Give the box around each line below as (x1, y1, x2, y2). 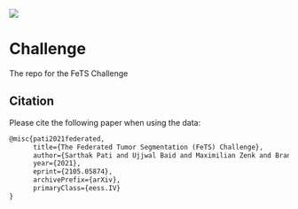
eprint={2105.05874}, (32, 167, 114, 176)
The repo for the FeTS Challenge (9, 67, 129, 79)
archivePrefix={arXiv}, (32, 175, 122, 185)
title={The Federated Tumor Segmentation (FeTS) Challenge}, (32, 143, 264, 151)
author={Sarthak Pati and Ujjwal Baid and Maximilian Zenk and (32, 151, 272, 159)
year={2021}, (32, 159, 82, 168)
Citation (9, 94, 55, 109)
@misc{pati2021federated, (9, 134, 105, 143)
